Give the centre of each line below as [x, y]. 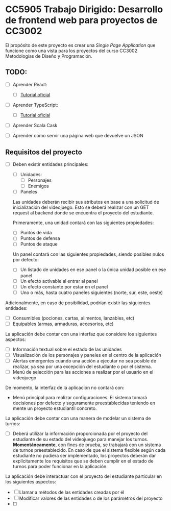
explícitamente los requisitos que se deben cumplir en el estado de [83, 461]
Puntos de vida [36, 233]
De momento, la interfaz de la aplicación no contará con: [65, 388]
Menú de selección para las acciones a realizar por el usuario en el [83, 372]
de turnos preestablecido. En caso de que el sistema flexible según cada [89, 450]
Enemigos [39, 186]
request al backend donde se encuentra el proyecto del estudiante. [83, 213]
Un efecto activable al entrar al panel [59, 281]
